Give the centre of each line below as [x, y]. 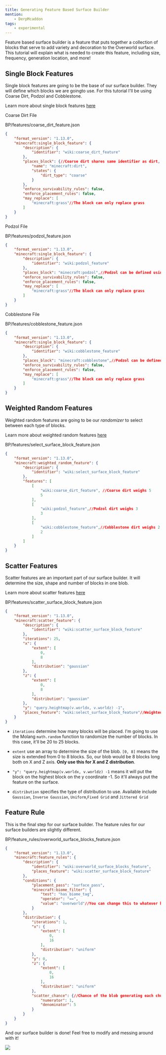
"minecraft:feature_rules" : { [45, 857]
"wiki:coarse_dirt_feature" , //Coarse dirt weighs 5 [96, 490]
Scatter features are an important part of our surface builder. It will [73, 578]
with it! [12, 1038]
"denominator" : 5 [58, 1005]
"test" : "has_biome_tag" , [67, 895]
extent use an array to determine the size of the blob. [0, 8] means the [85, 751]
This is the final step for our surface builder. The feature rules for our [75, 824]
